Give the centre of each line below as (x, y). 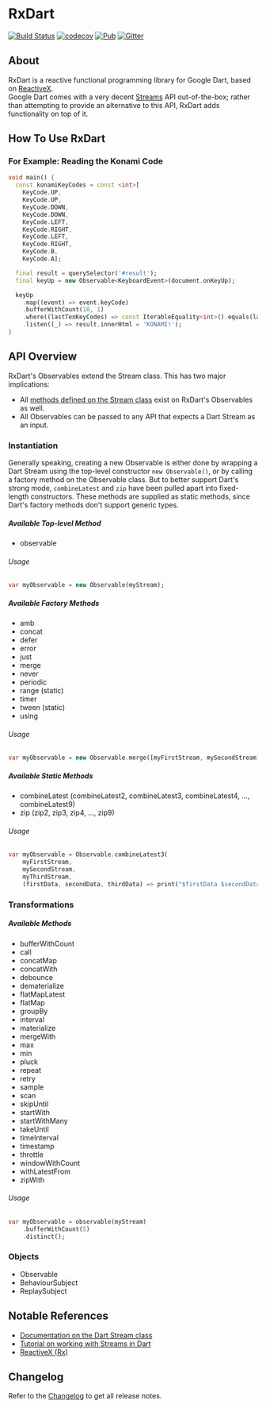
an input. (34, 425)
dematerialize (42, 986)
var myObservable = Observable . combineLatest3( (88, 854)
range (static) (42, 691)
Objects (24, 1257)
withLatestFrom (45, 1171)
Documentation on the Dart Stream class (86, 1335)
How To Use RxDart (57, 139)
